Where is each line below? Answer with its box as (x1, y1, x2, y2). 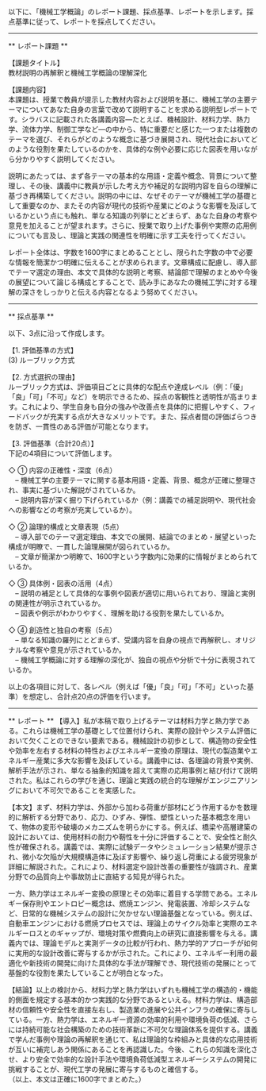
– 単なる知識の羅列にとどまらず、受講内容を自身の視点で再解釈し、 (15, 635, 235, 645)
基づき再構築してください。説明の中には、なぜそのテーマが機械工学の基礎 (8, 191, 251, 200)
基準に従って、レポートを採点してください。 (14, 17, 160, 26)
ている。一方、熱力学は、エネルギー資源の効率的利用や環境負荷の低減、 (8, 1015, 244, 1024)
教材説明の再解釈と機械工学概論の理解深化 (8, 68, 147, 77)
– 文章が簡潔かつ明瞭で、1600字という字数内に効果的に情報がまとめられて (15, 552, 258, 561)
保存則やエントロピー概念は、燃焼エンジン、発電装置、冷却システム (21, 899, 244, 908)
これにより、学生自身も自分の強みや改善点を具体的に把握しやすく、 (21, 402, 243, 411)
